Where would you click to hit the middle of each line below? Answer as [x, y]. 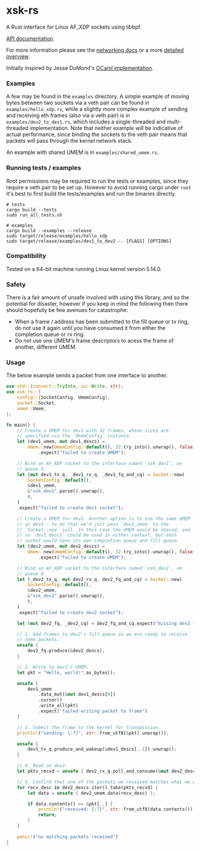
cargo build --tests [32, 209]
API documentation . [30, 38]
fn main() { [21, 425]
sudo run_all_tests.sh [34, 215]
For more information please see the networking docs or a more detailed [95, 50]
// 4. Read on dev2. [42, 766]
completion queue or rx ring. [50, 334]
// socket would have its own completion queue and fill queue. [98, 541]
